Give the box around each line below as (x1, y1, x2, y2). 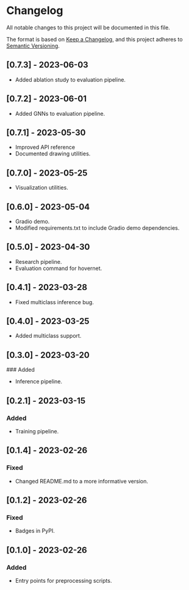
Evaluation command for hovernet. (15, 265, 102, 272)
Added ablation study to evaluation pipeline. (15, 76, 126, 83)
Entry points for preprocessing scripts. (15, 577, 112, 584)
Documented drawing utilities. (15, 150, 91, 157)
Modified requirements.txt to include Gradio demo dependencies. (15, 224, 180, 232)
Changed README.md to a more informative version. (15, 477, 148, 485)
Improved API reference (15, 144, 75, 151)
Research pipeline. (15, 258, 62, 265)
